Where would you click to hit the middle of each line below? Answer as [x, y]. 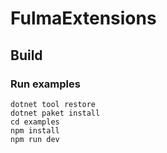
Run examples [45, 84]
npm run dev [35, 139]
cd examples [35, 122]
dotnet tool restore [53, 104]
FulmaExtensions [83, 18]
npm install [35, 130]
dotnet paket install [55, 113]
